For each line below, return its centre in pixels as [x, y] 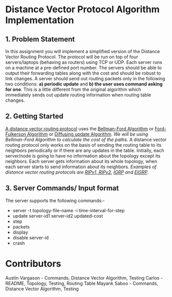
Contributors [33, 264]
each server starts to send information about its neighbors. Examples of [81, 167]
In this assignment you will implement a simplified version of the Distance [83, 51]
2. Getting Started [34, 116]
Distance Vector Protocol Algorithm [82, 9]
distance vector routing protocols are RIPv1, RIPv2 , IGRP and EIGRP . [77, 172]
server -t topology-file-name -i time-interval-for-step [69, 210]
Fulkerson [16, 134]
